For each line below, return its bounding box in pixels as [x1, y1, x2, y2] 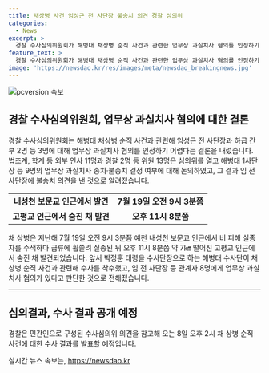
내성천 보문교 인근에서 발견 [13, 196, 109, 207]
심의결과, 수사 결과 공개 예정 [8, 306, 139, 319]
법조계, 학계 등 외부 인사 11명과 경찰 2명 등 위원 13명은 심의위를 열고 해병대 [8, 156, 241, 165]
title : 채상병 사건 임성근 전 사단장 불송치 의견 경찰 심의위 [8, 11, 183, 20]
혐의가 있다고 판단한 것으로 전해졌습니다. [22, 273, 150, 282]
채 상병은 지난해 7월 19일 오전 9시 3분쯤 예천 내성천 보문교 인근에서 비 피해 [8, 233, 242, 242]
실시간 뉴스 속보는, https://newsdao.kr [8, 356, 130, 366]
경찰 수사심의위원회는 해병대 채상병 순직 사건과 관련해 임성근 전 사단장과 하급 [8, 136, 248, 145]
